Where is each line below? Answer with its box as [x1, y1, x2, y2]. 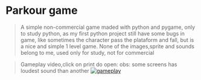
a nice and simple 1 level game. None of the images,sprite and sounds [20, 43, 194, 50]
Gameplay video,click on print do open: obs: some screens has [20, 61, 177, 68]
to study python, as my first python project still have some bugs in [20, 29, 185, 37]
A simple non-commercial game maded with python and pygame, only [20, 23, 196, 31]
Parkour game [5, 4, 78, 17]
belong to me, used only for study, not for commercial [20, 49, 155, 56]
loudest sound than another [20, 67, 90, 74]
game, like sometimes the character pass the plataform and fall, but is [20, 36, 194, 43]
